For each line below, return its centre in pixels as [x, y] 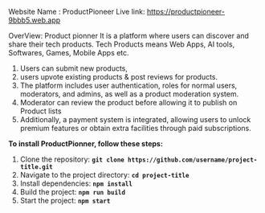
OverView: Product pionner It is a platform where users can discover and [128, 36]
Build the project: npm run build [73, 192]
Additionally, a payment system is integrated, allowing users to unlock [135, 119]
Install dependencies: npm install [76, 183]
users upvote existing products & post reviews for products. [119, 77]
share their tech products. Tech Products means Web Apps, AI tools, [122, 44]
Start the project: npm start [65, 201]
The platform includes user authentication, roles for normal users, [128, 85]
